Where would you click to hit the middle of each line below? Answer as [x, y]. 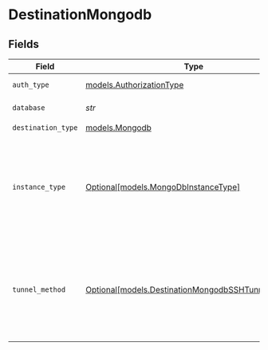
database [29, 108]
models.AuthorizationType [134, 85]
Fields [24, 44]
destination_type [45, 128]
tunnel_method [39, 290]
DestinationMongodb [80, 15]
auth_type [31, 85]
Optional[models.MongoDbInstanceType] [163, 187]
